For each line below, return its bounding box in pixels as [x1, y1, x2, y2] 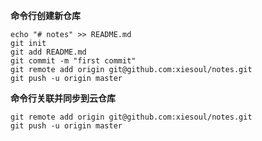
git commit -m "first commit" [10, 56, 137, 66]
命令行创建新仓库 [10, 10, 81, 21]
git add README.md [10, 47, 87, 57]
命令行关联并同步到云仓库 [10, 92, 116, 104]
